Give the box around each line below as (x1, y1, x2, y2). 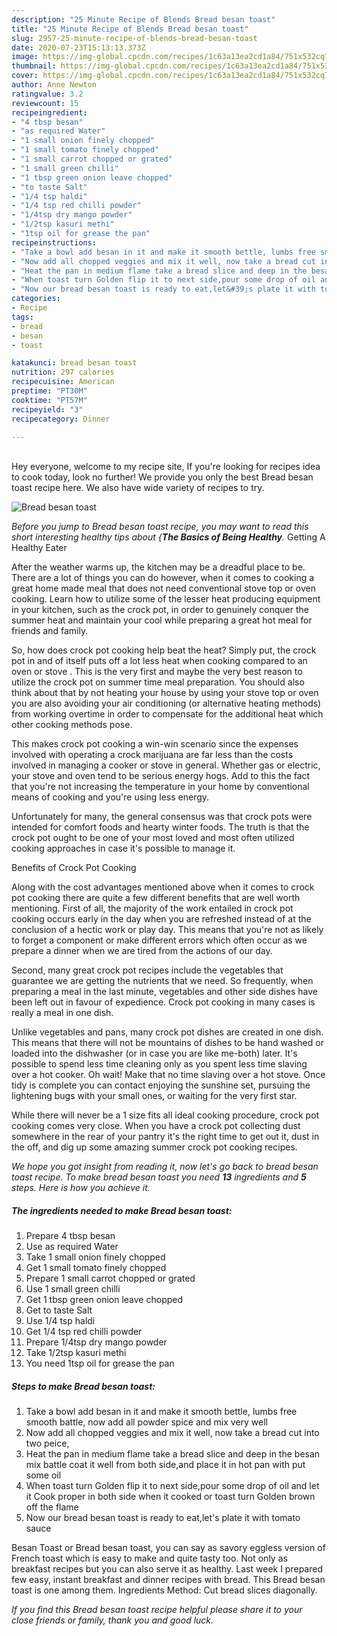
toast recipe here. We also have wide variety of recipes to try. (11, 482, 265, 494)
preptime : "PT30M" (11, 386, 88, 396)
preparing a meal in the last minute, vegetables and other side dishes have (11, 986, 318, 998)
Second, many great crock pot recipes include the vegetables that (11, 964, 284, 976)
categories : (11, 294, 61, 304)
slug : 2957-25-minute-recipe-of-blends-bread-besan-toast (11, 33, 258, 43)
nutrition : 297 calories (11, 367, 115, 378)
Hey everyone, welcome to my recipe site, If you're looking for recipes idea (11, 461, 321, 473)
